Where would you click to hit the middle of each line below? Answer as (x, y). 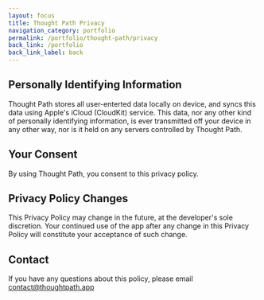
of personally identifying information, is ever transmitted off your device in (130, 121)
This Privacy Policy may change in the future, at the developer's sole (120, 218)
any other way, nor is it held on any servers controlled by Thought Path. (125, 129)
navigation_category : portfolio (62, 30)
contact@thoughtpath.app (51, 287)
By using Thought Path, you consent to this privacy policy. (103, 173)
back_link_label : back (46, 53)
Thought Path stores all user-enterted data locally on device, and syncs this (132, 103)
